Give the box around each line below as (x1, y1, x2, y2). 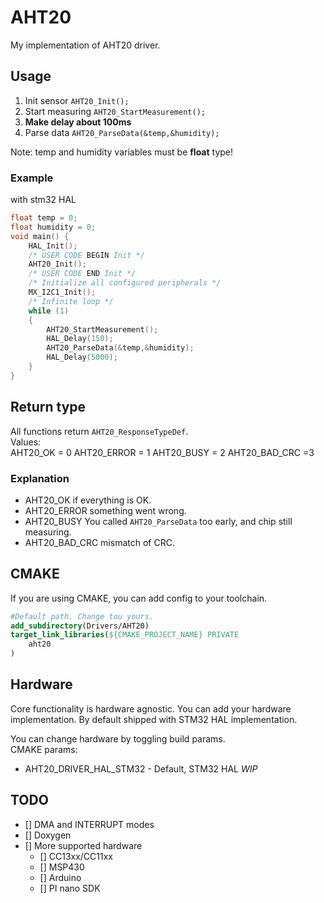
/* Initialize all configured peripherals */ (28, 278, 222, 288)
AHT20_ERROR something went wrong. (24, 504, 187, 516)
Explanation (10, 471, 70, 485)
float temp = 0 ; (10, 213, 78, 223)
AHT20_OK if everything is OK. (24, 494, 152, 506)
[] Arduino (39, 871, 82, 883)
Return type (10, 399, 87, 416)
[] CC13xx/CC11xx (39, 850, 113, 862)
